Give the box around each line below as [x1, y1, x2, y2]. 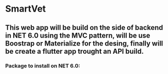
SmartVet [5, 3, 46, 15]
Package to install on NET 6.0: [5, 62, 81, 69]
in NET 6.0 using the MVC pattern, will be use [5, 31, 150, 40]
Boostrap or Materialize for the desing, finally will [5, 39, 163, 48]
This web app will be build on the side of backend [5, 23, 163, 32]
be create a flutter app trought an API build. [5, 47, 144, 56]
